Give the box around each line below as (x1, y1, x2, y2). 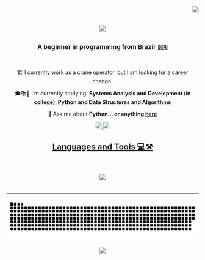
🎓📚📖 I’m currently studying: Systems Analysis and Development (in (14, 90, 191, 97)
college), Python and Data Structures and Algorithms (34, 98, 171, 106)
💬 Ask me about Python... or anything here (48, 110, 157, 118)
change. (92, 78, 113, 85)
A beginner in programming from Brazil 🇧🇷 (37, 43, 168, 51)
